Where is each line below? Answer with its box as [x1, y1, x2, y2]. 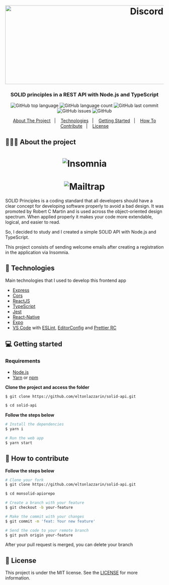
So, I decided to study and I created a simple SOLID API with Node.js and [5, 229, 156, 235]
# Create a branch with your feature [5, 500, 84, 505]
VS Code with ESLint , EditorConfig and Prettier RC [12, 324, 117, 330]
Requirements [5, 358, 41, 365]
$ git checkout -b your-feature [5, 505, 73, 510]
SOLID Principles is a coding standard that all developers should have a [5, 198, 153, 204]
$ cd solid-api [5, 403, 37, 408]
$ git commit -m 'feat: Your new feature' [5, 518, 96, 524]
